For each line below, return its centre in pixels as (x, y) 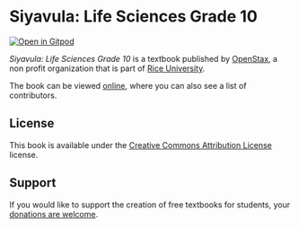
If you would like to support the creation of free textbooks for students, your (149, 205)
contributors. (33, 95)
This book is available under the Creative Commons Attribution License (141, 145)
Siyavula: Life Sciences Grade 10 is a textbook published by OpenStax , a (144, 58)
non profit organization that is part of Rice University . (107, 68)
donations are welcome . (54, 214)
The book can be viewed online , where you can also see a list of (128, 85)
